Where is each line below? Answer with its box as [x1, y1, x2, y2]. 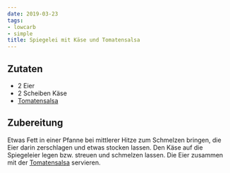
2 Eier [17, 81, 35, 90]
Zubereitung [7, 117, 63, 129]
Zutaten [7, 63, 44, 75]
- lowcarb [7, 23, 37, 30]
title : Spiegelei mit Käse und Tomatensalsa [7, 37, 140, 44]
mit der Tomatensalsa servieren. [7, 158, 101, 167]
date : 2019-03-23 [7, 10, 59, 18]
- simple [7, 30, 33, 37]
